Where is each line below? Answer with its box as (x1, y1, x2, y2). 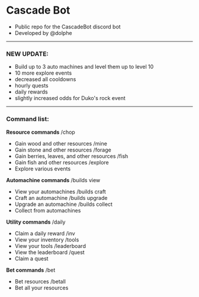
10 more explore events (14, 69, 72, 77)
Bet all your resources (14, 284, 69, 291)
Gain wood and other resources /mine (14, 140, 108, 147)
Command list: (6, 115, 49, 123)
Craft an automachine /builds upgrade (14, 194, 108, 201)
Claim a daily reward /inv (14, 230, 75, 237)
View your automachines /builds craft (14, 188, 107, 195)
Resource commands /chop (6, 128, 75, 135)
